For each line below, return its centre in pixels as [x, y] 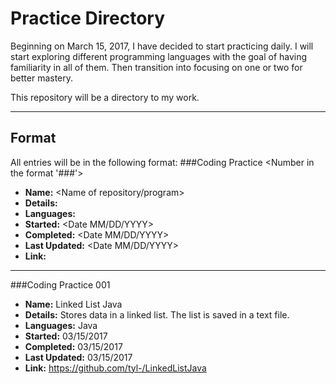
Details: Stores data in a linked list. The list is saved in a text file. [157, 314]
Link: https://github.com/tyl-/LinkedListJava [115, 368]
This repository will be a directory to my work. [105, 97]
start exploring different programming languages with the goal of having [159, 56]
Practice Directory [88, 18]
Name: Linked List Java [73, 304]
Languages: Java [61, 325]
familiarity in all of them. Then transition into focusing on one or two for [156, 67]
